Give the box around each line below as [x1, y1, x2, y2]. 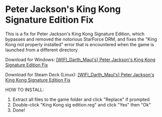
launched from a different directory [5, 47, 78, 53]
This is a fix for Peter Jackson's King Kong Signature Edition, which [5, 31, 145, 37]
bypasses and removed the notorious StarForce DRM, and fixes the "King [5, 36, 157, 42]
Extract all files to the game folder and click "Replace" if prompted [12, 96, 150, 102]
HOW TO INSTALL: [5, 86, 44, 92]
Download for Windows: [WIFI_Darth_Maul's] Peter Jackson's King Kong [5, 56, 156, 62]
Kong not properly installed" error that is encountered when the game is [5, 41, 154, 47]
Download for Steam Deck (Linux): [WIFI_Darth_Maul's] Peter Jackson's [5, 71, 154, 77]
